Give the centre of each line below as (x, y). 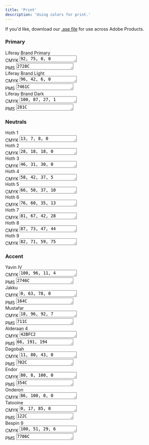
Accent (14, 256)
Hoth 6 (12, 197)
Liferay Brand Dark (25, 94)
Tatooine (14, 403)
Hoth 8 (12, 223)
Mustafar (15, 308)
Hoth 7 (12, 210)
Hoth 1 (12, 133)
